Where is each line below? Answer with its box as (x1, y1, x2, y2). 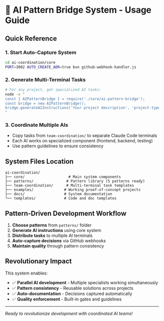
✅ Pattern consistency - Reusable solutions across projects (12, 285, 133, 291)
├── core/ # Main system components (5, 175, 121, 180)
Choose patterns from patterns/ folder (12, 222, 92, 228)
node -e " (5, 92, 25, 97)
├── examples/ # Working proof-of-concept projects (5, 187, 141, 192)
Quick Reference (5, 34, 57, 43)
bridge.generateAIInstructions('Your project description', (5, 105, 130, 111)
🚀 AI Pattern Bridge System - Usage (5, 4, 152, 16)
